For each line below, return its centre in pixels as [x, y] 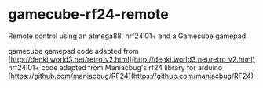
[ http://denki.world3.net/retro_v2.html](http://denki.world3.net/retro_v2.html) [131, 59]
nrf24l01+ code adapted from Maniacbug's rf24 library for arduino [115, 67]
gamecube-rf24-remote [88, 14]
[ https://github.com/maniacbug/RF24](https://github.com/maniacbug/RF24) [131, 76]
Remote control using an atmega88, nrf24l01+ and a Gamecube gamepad [127, 36]
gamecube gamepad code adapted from [73, 51]
